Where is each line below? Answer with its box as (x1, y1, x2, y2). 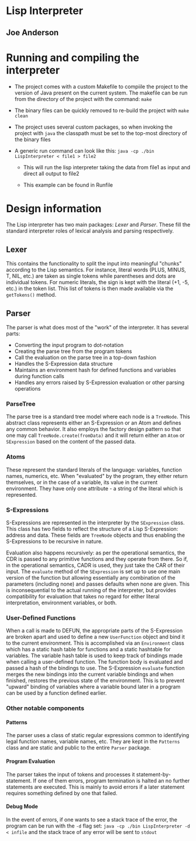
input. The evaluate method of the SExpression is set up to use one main (6, 568, 180, 575)
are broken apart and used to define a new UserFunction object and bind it (6, 633, 185, 641)
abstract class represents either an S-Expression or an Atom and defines (6, 419, 181, 426)
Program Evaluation (6, 758, 56, 765)
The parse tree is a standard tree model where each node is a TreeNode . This (6, 413, 190, 420)
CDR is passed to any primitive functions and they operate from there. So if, (6, 555, 188, 562)
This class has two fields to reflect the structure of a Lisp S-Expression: (6, 525, 178, 532)
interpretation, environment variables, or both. (6, 599, 117, 606)
